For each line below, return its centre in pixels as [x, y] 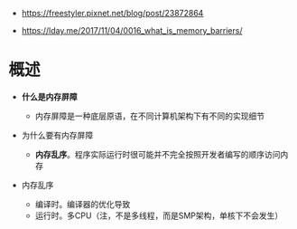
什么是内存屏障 [49, 96]
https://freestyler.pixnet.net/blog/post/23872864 [112, 13]
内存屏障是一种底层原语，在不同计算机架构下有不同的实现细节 [150, 116]
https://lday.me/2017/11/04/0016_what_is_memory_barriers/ [132, 30]
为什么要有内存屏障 [57, 135]
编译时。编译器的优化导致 [83, 204]
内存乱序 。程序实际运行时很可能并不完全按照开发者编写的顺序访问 [158, 154]
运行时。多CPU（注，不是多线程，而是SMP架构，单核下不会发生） [159, 215]
